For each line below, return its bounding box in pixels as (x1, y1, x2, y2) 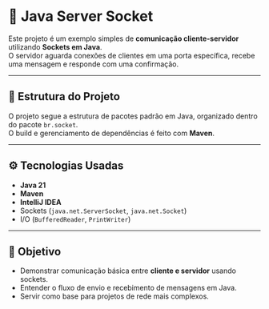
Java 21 (19, 180, 46, 190)
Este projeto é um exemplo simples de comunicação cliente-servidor (8, 34, 239, 43)
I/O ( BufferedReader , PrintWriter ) (19, 214, 131, 223)
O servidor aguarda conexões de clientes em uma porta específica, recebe (8, 50, 255, 60)
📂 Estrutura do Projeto (8, 90, 120, 103)
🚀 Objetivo (8, 244, 62, 259)
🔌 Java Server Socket (8, 7, 154, 26)
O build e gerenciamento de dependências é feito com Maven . (8, 128, 215, 138)
